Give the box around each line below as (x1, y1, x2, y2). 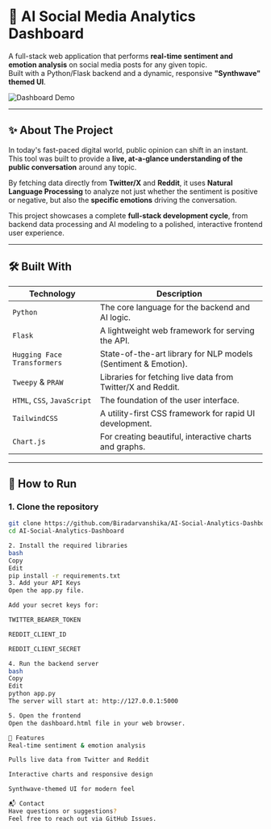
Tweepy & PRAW (12, 376, 64, 387)
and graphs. (99, 440, 146, 452)
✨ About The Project (8, 124, 114, 137)
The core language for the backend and (99, 301, 250, 313)
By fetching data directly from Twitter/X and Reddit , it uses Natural (8, 178, 233, 187)
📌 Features (8, 734, 45, 742)
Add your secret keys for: (8, 601, 99, 609)
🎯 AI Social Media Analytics (8, 7, 196, 26)
